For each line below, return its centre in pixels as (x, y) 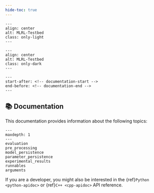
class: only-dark (23, 64)
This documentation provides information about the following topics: (76, 121)
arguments (16, 170)
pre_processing (21, 148)
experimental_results (28, 162)
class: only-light (24, 37)
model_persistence (24, 152)
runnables (16, 166)
